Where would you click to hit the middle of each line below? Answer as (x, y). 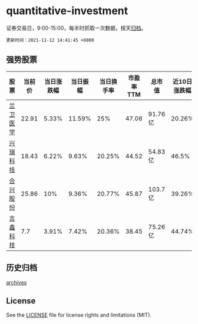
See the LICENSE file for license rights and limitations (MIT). (79, 315)
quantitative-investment (67, 11)
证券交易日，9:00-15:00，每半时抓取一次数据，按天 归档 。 (76, 28)
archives (16, 282)
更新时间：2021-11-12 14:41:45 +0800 (50, 40)
